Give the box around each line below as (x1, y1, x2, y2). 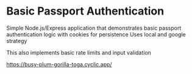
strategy (6, 37, 27, 44)
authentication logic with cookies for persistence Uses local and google (6, 30, 186, 38)
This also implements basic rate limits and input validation (6, 49, 151, 56)
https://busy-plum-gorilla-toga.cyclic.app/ (6, 61, 112, 68)
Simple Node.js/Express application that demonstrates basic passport (6, 24, 182, 32)
